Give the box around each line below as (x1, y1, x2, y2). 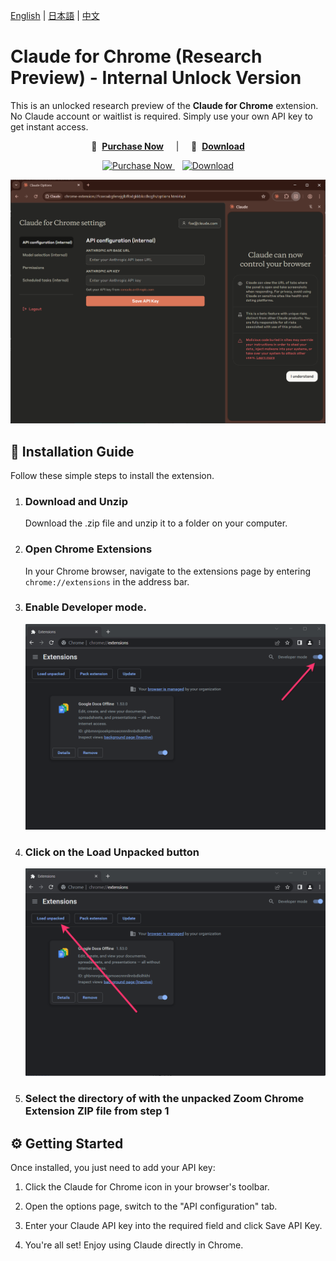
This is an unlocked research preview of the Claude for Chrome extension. (10, 99, 319, 111)
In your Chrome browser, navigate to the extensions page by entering (24, 565, 312, 577)
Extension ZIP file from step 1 (24, 1104, 170, 1118)
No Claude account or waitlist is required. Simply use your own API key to (10, 110, 313, 122)
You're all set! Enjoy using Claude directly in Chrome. (24, 1239, 244, 1251)
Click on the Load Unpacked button (24, 845, 200, 859)
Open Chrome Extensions (24, 542, 153, 556)
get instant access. (10, 120, 89, 133)
